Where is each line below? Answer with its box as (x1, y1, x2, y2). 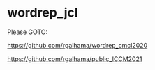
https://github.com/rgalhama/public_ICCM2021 (7, 54, 142, 63)
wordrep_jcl (7, 5, 78, 21)
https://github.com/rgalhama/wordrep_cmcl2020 (7, 41, 148, 49)
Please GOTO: (7, 28, 48, 36)
